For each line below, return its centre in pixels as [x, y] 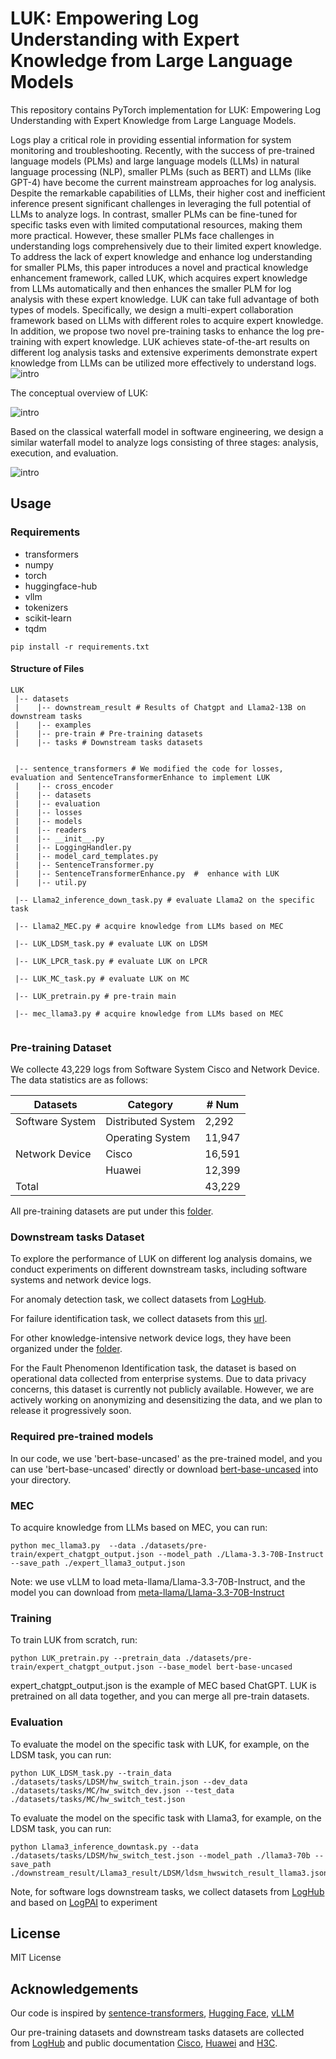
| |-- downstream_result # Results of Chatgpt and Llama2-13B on [160, 707]
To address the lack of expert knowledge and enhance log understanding [161, 256]
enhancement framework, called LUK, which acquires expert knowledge [159, 278]
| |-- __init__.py [59, 838]
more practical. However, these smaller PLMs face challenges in [142, 235]
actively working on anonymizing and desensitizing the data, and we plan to [166, 1400]
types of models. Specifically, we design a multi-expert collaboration [152, 309]
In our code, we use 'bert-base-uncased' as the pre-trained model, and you [166, 1458]
